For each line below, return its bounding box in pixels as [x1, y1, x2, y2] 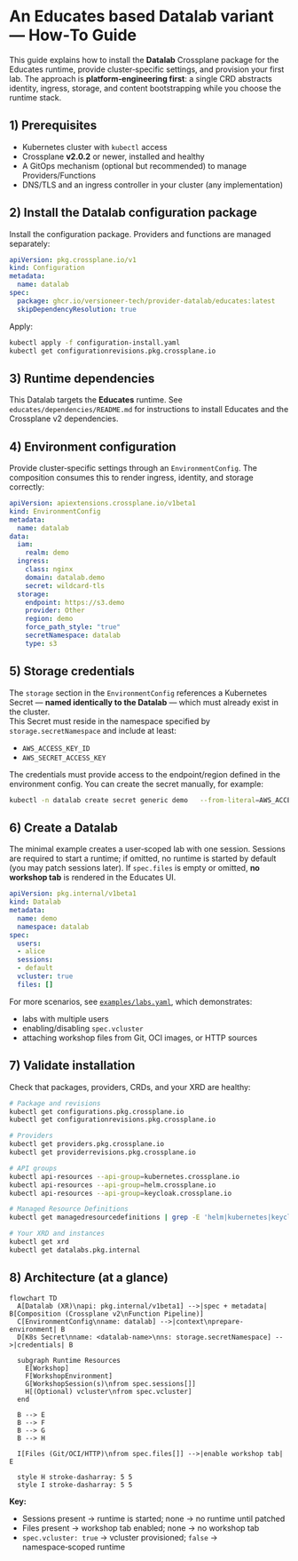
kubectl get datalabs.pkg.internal [9, 1246, 141, 1254]
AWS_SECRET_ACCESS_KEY [21, 753, 106, 762]
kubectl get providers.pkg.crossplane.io [9, 1140, 165, 1149]
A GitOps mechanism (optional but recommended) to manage [21, 160, 247, 171]
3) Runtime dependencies [9, 370, 155, 386]
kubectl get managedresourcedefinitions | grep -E [9, 1213, 200, 1223]
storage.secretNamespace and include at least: [9, 725, 177, 736]
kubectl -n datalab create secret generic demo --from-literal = [9, 795, 260, 805]
